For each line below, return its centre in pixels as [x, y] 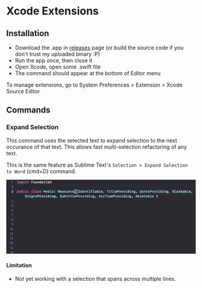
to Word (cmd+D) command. [41, 171]
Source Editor [23, 91]
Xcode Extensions [53, 11]
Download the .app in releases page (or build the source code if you [99, 47]
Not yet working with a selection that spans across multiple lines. [95, 278]
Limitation [19, 265]
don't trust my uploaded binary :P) [57, 54]
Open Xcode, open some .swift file [58, 67]
